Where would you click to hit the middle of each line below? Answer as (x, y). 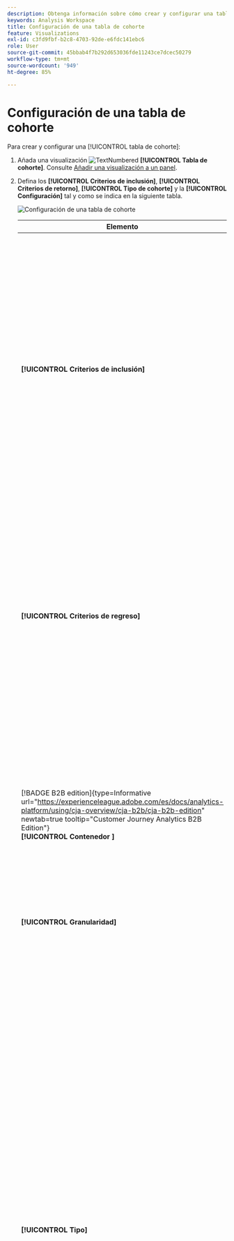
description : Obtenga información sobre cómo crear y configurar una (110, 14)
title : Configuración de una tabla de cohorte (76, 27)
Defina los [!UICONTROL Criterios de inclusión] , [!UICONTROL (109, 181)
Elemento (122, 227)
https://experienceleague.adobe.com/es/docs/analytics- (131, 802)
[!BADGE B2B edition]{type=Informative (86, 793)
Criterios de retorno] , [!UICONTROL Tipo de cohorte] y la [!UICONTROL (122, 188)
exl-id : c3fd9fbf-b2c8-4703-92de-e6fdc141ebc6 (76, 40)
